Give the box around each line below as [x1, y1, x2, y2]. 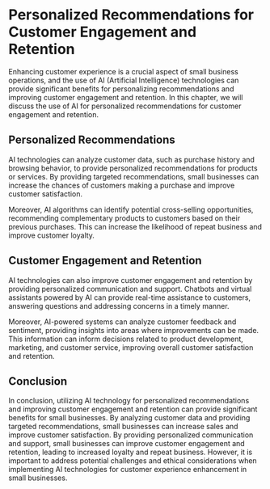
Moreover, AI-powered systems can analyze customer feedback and [8, 317, 237, 327]
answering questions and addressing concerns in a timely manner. [8, 301, 230, 310]
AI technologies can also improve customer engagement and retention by [8, 275, 253, 285]
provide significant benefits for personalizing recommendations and [8, 83, 234, 94]
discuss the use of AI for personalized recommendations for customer [8, 101, 242, 111]
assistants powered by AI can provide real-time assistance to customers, [8, 293, 251, 302]
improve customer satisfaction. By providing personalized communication [8, 430, 254, 440]
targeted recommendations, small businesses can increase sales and [8, 422, 238, 432]
